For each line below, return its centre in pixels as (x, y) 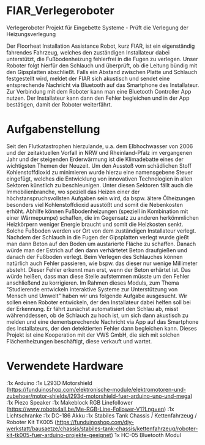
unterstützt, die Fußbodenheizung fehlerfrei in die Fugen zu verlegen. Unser (102, 59)
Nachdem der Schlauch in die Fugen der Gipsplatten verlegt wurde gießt (98, 237)
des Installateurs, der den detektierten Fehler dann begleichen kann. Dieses (102, 328)
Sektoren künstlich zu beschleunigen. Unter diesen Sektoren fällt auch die (100, 185)
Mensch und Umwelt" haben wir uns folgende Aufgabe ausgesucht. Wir (97, 296)
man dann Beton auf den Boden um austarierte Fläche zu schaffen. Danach (101, 244)
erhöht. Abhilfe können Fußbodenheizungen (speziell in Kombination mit (97, 211)
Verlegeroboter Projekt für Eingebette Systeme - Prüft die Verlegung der (97, 28)
